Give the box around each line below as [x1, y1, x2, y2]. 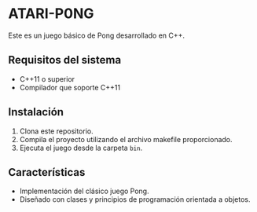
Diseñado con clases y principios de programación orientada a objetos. [19, 195, 251, 204]
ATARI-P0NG [8, 5, 94, 23]
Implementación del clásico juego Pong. [19, 186, 149, 196]
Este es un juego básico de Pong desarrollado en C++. [8, 31, 185, 40]
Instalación [8, 105, 64, 119]
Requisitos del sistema [8, 53, 122, 67]
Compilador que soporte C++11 [19, 82, 120, 92]
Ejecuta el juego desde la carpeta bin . [19, 143, 143, 152]
